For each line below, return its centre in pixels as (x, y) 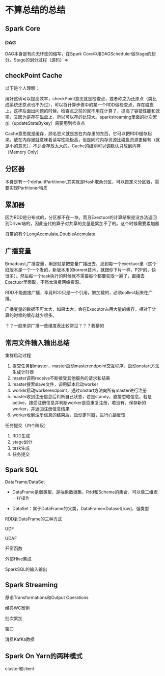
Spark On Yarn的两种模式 (44, 656)
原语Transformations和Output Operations (47, 597)
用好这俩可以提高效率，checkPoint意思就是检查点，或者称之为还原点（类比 (81, 98)
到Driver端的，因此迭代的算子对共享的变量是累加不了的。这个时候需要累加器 (82, 223)
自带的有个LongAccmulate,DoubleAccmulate (50, 234)
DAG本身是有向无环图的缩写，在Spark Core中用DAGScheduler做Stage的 (78, 54)
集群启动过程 (18, 355)
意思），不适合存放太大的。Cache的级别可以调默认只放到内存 (79, 146)
